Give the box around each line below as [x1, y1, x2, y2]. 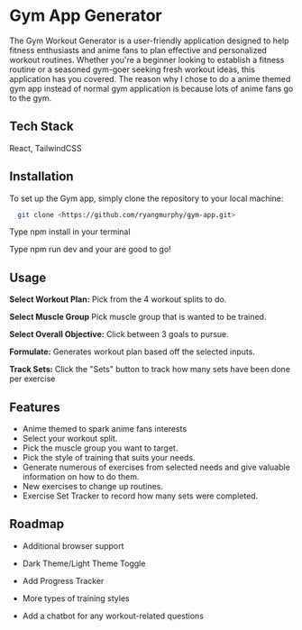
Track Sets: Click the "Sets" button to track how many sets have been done [9, 364, 291, 375]
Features [9, 399, 60, 415]
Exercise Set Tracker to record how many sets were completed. [22, 490, 259, 501]
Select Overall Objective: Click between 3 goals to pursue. [9, 329, 230, 340]
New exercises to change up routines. [22, 481, 164, 492]
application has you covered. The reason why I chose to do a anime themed [9, 73, 291, 84]
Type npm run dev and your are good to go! [9, 244, 171, 255]
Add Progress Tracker [22, 575, 105, 586]
